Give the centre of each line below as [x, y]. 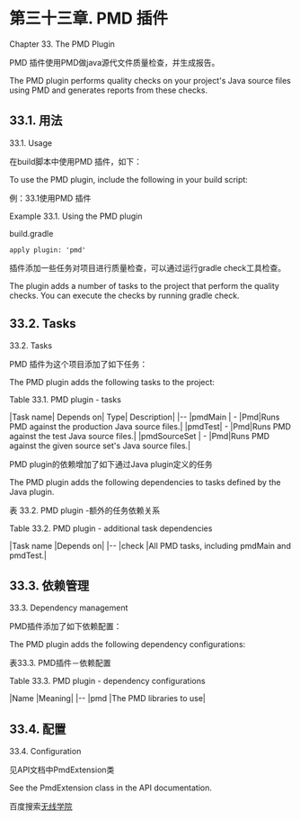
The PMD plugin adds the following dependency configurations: [128, 644]
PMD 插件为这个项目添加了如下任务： [79, 364]
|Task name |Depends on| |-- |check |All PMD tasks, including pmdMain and [150, 545]
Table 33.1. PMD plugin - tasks [65, 399]
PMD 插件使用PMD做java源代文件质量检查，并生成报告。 [115, 62]
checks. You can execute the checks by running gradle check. [124, 295]
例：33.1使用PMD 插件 [50, 198]
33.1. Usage [31, 143]
